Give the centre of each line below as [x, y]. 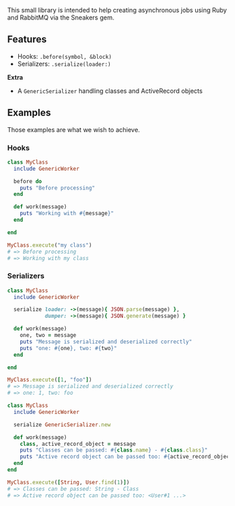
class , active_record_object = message [78, 444]
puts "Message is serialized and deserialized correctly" [106, 342]
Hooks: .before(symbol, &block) [64, 56]
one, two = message [48, 335]
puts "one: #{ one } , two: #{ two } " [69, 348]
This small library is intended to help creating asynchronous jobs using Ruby [117, 10]
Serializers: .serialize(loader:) [64, 64]
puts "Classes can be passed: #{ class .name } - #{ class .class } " [114, 450]
